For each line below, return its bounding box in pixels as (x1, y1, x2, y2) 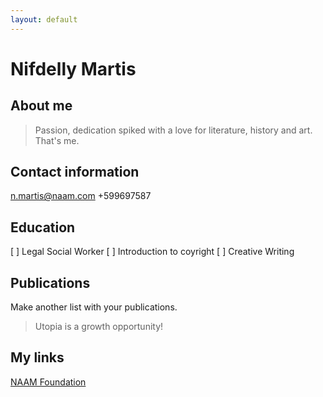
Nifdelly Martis (10, 57, 137, 80)
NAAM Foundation (10, 376, 87, 388)
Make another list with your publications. (10, 301, 178, 313)
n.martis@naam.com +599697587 (10, 190, 152, 202)
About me (10, 97, 73, 115)
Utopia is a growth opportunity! (34, 321, 164, 333)
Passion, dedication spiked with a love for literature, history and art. (34, 124, 313, 136)
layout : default (10, 14, 78, 25)
